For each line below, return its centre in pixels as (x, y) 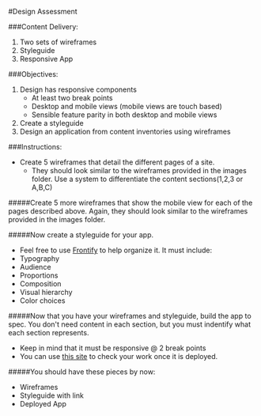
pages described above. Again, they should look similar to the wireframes (128, 211)
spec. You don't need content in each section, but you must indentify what (130, 324)
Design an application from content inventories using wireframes (125, 131)
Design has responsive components (78, 89)
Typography (40, 259)
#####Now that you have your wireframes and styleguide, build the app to (130, 316)
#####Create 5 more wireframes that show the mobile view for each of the (130, 202)
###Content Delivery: (43, 26)
